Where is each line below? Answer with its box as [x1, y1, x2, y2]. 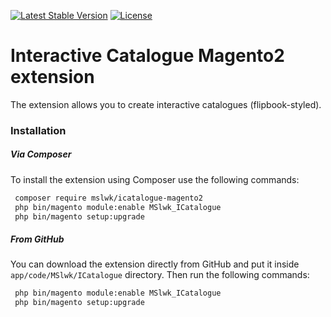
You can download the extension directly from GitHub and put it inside [10, 258, 300, 270]
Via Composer [10, 148, 72, 160]
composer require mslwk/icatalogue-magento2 [14, 193, 203, 203]
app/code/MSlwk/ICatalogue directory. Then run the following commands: [10, 269, 310, 281]
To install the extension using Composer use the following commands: [10, 173, 300, 185]
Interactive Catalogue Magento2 [10, 45, 285, 67]
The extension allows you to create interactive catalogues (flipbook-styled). [10, 98, 322, 110]
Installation [10, 123, 67, 137]
